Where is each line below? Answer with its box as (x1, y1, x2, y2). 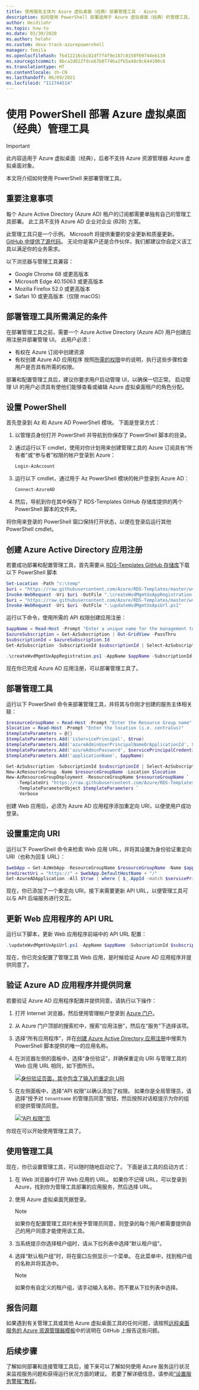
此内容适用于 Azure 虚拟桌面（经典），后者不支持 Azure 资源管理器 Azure (6, 155, 184, 162)
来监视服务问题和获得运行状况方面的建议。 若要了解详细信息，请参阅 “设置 (6, 1370, 187, 1378)
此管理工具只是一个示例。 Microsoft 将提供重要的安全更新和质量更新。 (6, 230, 178, 237)
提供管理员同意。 (20, 1102, 62, 1109)
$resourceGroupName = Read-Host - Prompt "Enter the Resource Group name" (6, 720, 192, 726)
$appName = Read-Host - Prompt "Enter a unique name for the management (6, 626, 187, 632)
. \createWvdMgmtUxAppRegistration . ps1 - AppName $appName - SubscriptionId (6, 653, 192, 659)
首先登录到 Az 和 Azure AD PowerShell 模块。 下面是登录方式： (6, 419, 161, 426)
